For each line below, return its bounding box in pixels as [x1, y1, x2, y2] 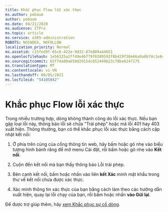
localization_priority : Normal [5, 45, 70, 50]
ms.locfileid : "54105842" [5, 77, 59, 82]
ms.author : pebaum [5, 12, 43, 17]
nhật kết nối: [5, 131, 31, 137]
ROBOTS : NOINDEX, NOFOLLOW [5, 40, 61, 45]
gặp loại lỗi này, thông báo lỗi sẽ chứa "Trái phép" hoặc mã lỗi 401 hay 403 [5, 121, 160, 127]
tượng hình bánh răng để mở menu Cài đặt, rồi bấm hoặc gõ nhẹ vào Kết [12, 146, 162, 152]
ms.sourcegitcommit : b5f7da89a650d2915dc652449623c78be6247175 [5, 59, 140, 64]
